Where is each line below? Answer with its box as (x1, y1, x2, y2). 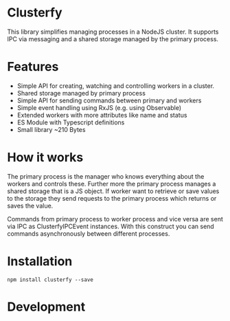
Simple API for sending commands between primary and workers (16, 96, 202, 104)
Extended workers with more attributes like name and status (16, 111, 187, 119)
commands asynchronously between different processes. (7, 229, 170, 238)
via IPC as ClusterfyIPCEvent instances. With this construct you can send (7, 222, 214, 230)
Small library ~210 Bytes (16, 125, 86, 133)
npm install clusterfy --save (7, 276, 94, 283)
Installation (7, 254, 73, 269)
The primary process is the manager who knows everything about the (7, 172, 205, 180)
